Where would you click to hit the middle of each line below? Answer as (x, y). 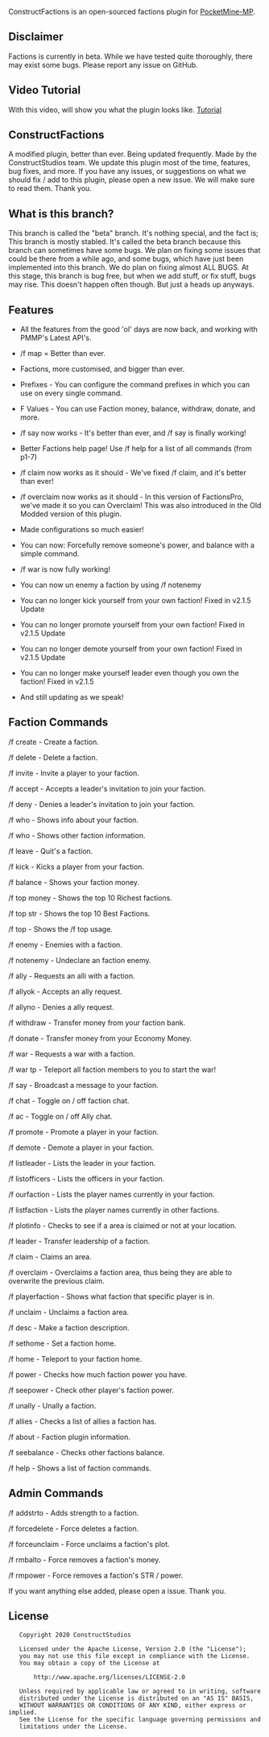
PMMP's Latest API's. (56, 338)
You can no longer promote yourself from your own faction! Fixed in (132, 625)
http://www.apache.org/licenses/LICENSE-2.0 (109, 1677)
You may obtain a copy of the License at (89, 1663)
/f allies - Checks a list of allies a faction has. (83, 1421)
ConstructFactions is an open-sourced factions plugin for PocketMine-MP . (132, 12)
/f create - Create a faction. (54, 742)
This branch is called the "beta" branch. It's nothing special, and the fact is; (134, 234)
